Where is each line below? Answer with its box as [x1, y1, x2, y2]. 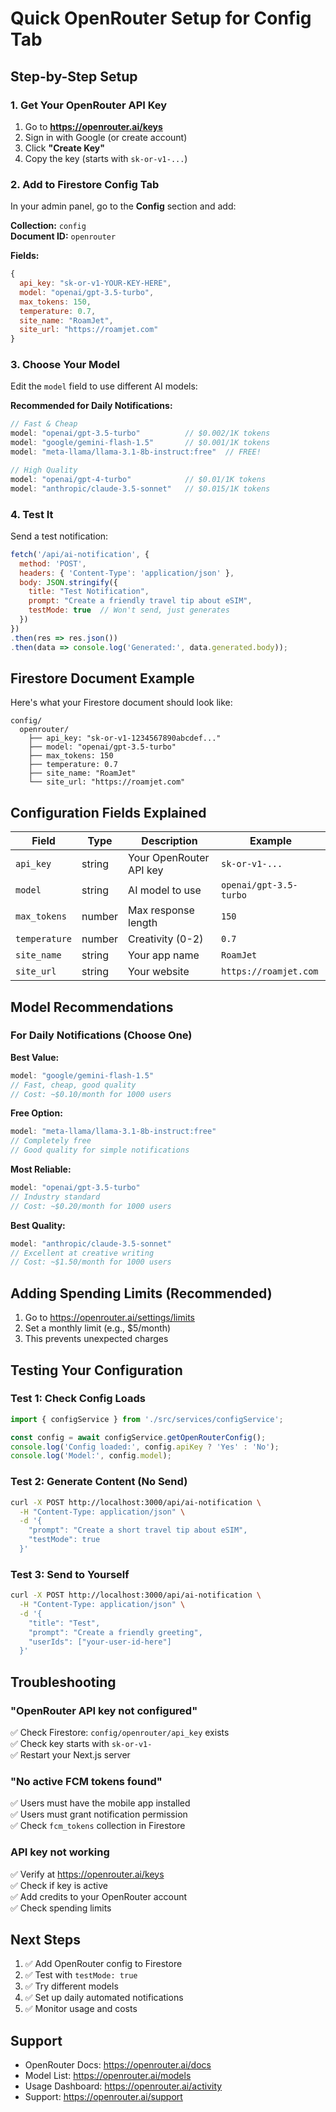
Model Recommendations [10, 998, 174, 1016]
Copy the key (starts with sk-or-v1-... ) [24, 152, 188, 164]
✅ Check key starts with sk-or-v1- [10, 1737, 153, 1749]
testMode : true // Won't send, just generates [28, 605, 230, 616]
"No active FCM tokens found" [10, 1774, 163, 1788]
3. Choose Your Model [10, 358, 120, 372]
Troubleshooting [10, 1673, 117, 1691]
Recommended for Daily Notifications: [10, 400, 173, 412]
